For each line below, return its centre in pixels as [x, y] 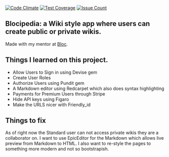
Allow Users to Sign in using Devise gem [55, 72]
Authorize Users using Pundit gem [48, 83]
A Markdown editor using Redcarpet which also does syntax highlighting [88, 88]
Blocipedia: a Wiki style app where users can [78, 24]
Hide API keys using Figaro [41, 99]
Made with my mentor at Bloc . [37, 44]
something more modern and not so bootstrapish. [57, 149]
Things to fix [26, 121]
